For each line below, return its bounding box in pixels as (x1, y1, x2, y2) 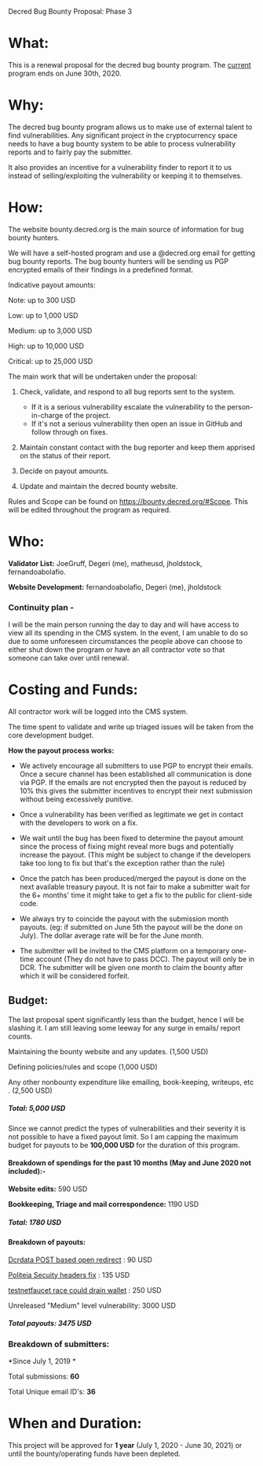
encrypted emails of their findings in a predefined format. (8, 265, 194, 274)
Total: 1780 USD (8, 1217, 61, 1227)
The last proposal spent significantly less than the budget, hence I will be (8, 1015, 245, 1024)
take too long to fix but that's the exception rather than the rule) (19, 858, 225, 868)
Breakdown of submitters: (8, 1338, 110, 1349)
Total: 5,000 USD (8, 1104, 66, 1113)
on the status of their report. (19, 450, 111, 460)
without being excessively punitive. (19, 794, 133, 804)
